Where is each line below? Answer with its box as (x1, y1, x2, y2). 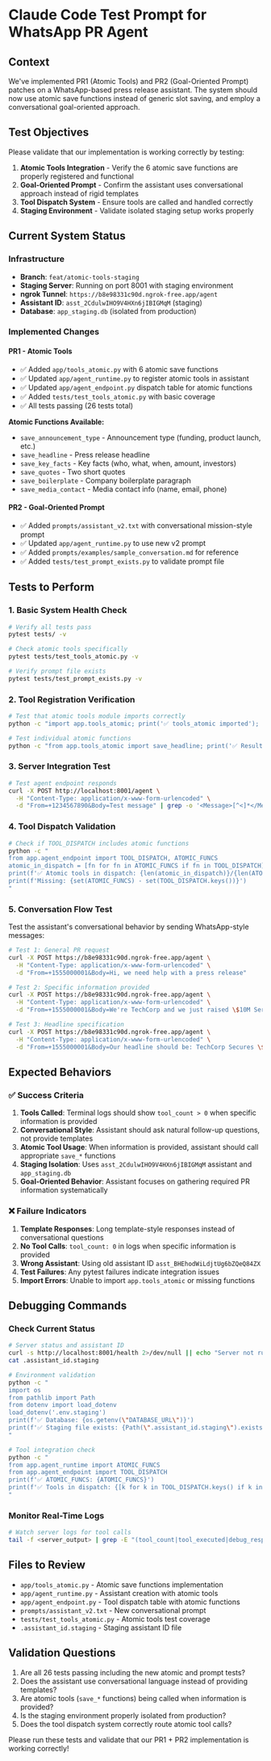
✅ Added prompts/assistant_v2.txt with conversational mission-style (19, 520, 252, 530)
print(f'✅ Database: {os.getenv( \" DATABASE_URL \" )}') (8, 1417, 195, 1425)
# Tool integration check (8, 1446, 95, 1454)
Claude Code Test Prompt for (8, 6, 207, 24)
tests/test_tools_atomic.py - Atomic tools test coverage (19, 1614, 211, 1624)
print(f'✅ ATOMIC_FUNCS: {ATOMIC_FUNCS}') (8, 1476, 155, 1484)
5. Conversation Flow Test (8, 903, 113, 914)
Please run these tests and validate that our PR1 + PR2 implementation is (8, 1734, 249, 1744)
